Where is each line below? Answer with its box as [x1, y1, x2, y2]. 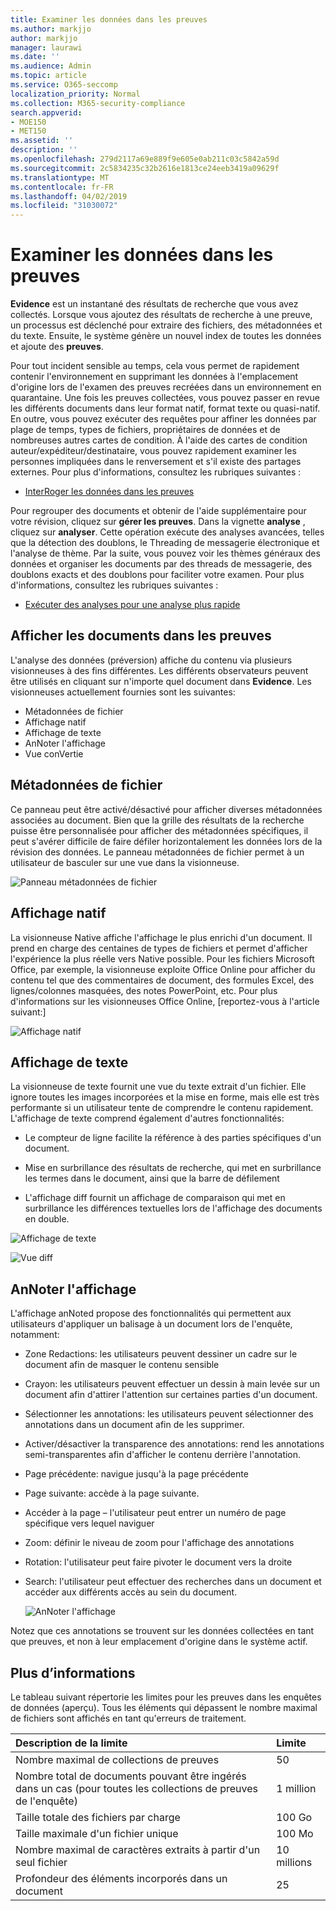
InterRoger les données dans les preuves [24, 486, 195, 498]
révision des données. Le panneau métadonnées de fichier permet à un [10, 846, 305, 858]
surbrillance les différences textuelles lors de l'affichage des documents [24, 1202, 323, 1215]
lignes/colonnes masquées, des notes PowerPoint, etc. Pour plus [10, 984, 278, 996]
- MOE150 [10, 117, 47, 127]
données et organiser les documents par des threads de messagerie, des [10, 558, 313, 570]
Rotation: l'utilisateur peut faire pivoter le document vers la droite [24, 1556, 293, 1568]
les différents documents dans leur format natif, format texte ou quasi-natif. [10, 402, 321, 415]
